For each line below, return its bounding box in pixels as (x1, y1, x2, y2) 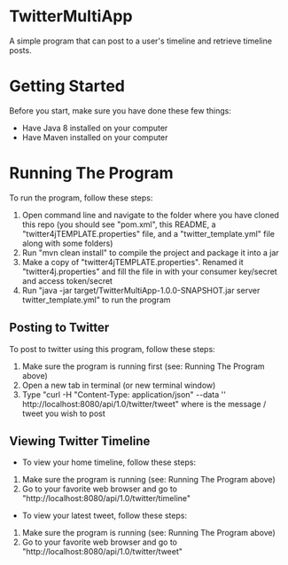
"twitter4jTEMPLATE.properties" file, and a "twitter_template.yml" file (21, 228, 275, 239)
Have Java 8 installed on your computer (21, 122, 168, 133)
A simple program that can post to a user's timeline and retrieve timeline (9, 35, 273, 46)
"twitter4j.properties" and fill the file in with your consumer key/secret (21, 266, 277, 277)
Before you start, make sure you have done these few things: (9, 105, 232, 116)
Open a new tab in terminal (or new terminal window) (21, 380, 216, 390)
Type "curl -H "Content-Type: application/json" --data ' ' (21, 388, 226, 400)
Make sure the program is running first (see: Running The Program (21, 361, 265, 372)
